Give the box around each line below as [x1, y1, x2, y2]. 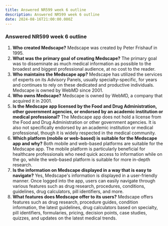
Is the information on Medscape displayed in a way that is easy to [12, 167, 152, 173]
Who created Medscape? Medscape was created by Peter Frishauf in [12, 45, 157, 51]
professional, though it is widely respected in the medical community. [12, 130, 156, 136]
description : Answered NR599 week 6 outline [5, 12, 100, 17]
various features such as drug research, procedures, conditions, [12, 183, 145, 189]
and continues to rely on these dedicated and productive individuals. [12, 82, 154, 88]
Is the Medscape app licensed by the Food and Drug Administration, [12, 103, 157, 109]
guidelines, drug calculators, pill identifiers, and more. [12, 188, 124, 194]
